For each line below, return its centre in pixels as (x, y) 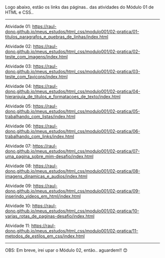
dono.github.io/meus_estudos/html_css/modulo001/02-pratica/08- (73, 171)
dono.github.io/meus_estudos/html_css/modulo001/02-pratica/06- (73, 131)
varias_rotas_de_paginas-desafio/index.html (50, 216)
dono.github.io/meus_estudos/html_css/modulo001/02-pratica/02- (73, 52)
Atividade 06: (19, 126)
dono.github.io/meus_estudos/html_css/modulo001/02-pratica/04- (73, 91)
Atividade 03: (19, 66)
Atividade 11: (18, 226)
